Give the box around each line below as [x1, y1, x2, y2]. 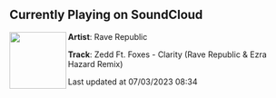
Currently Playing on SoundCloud [9, 7, 203, 23]
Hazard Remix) [67, 58, 123, 69]
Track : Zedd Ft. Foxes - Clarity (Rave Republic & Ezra [67, 49, 268, 60]
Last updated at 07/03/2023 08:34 [67, 76, 198, 87]
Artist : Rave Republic [67, 31, 148, 42]
